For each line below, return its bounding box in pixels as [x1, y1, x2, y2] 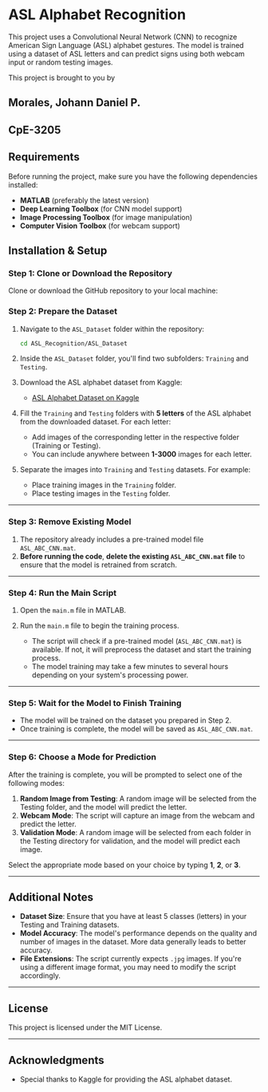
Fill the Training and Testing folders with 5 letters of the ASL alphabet [19, 408, 251, 418]
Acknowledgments [8, 1053, 105, 1066]
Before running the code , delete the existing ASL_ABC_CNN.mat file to [19, 551, 246, 561]
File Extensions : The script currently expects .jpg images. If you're [19, 954, 242, 964]
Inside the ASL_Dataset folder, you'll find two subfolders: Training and [19, 353, 249, 364]
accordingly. [19, 971, 61, 980]
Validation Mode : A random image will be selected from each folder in [19, 827, 251, 837]
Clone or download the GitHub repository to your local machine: [8, 286, 218, 296]
